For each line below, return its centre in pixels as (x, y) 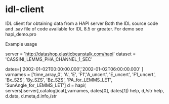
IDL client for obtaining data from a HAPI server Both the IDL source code (82, 23)
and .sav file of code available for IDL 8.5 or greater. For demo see (74, 28)
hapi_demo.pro (21, 34)
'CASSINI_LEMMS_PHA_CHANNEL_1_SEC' (49, 59)
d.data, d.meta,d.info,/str (31, 96)
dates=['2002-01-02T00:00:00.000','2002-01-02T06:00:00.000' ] (74, 69)
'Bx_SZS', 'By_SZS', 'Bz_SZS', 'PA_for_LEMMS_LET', (59, 80)
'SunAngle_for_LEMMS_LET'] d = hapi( (46, 85)
